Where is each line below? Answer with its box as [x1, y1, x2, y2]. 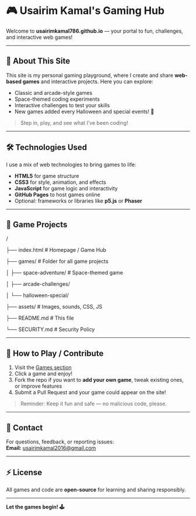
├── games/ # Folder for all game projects [6, 258, 109, 265]
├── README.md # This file [6, 315, 74, 322]
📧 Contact [6, 422, 43, 433]
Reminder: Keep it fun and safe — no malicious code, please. [20, 400, 167, 407]
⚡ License [6, 467, 43, 477]
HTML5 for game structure [14, 172, 79, 179]
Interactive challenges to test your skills [14, 101, 110, 108]
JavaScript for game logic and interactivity [14, 184, 118, 192]
